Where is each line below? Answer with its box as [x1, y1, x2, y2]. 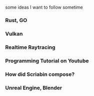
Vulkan [5, 30, 23, 37]
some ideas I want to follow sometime [5, 5, 83, 10]
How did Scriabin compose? [5, 70, 75, 77]
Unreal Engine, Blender [5, 84, 62, 91]
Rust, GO [5, 17, 27, 24]
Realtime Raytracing [5, 44, 56, 51]
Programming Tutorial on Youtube [5, 57, 89, 64]
